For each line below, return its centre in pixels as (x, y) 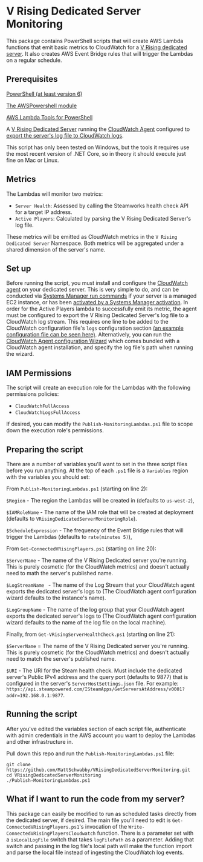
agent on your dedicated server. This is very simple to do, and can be (93, 290)
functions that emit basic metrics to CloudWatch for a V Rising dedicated (97, 47)
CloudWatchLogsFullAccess (47, 413)
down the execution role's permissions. (55, 430)
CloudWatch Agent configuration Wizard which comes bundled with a (93, 341)
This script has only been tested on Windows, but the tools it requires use (98, 147)
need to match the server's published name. (61, 659)
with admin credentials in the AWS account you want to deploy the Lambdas (101, 735)
